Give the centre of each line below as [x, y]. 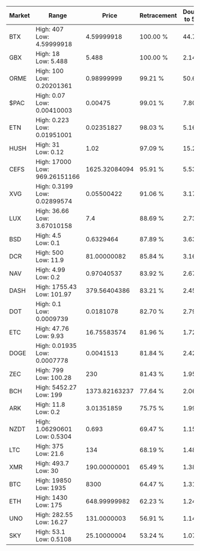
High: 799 [50, 370]
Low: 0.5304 [54, 436]
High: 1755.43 [56, 287]
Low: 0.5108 [54, 539]
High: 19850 [53, 480]
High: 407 [50, 29]
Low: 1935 [51, 488]
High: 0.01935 [56, 346]
